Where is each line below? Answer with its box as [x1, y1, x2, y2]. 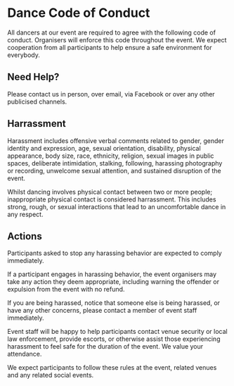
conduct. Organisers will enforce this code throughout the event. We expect [7, 35, 227, 44]
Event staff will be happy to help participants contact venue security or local [7, 328, 228, 336]
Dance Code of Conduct [7, 5, 150, 21]
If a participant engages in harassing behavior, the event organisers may [7, 270, 216, 279]
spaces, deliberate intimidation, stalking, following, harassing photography [7, 158, 223, 167]
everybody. [7, 51, 40, 59]
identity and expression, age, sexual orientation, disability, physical [7, 144, 202, 152]
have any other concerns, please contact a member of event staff [7, 306, 197, 315]
